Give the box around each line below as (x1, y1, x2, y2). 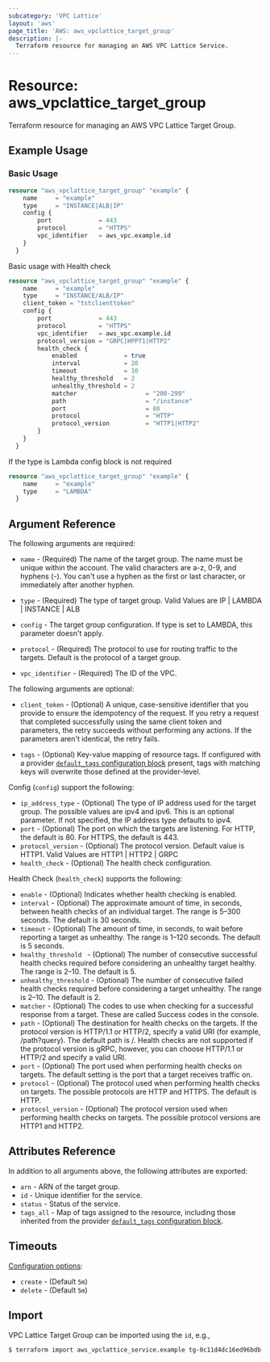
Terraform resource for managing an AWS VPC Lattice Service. (15, 42, 229, 50)
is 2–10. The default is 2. (19, 993, 101, 1003)
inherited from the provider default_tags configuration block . (19, 1216, 224, 1225)
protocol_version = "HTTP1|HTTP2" (51, 419, 200, 428)
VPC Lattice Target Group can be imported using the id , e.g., (8, 1330, 211, 1339)
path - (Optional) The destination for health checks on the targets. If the (19, 1019, 258, 1028)
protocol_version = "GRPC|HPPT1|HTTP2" (37, 337, 172, 345)
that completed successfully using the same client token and (19, 717, 222, 727)
